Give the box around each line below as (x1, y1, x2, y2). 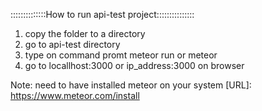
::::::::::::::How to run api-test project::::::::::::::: (10, 9, 195, 20)
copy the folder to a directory (24, 28, 146, 39)
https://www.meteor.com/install (10, 90, 140, 101)
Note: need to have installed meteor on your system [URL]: (10, 79, 252, 91)
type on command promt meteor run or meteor (24, 49, 218, 61)
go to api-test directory (24, 39, 121, 50)
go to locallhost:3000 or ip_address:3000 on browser (24, 60, 245, 71)
